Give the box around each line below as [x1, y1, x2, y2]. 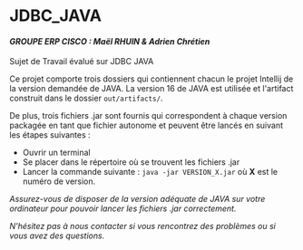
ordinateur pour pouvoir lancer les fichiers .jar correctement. [9, 203, 237, 214]
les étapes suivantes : [9, 130, 91, 140]
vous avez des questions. [9, 230, 105, 241]
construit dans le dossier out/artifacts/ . [9, 92, 163, 104]
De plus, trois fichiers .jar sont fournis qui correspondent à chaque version [9, 111, 288, 121]
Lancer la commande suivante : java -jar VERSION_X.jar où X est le [22, 167, 279, 178]
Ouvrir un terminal [22, 147, 91, 159]
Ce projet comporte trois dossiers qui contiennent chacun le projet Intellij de [9, 73, 294, 84]
